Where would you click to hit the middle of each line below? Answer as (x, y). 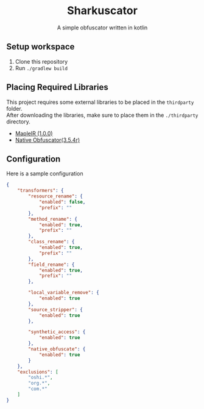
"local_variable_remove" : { (64, 293)
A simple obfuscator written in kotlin (102, 28)
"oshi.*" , (40, 378)
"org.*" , (39, 383)
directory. (18, 121)
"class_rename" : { (51, 242)
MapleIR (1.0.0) (34, 133)
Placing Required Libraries (57, 87)
